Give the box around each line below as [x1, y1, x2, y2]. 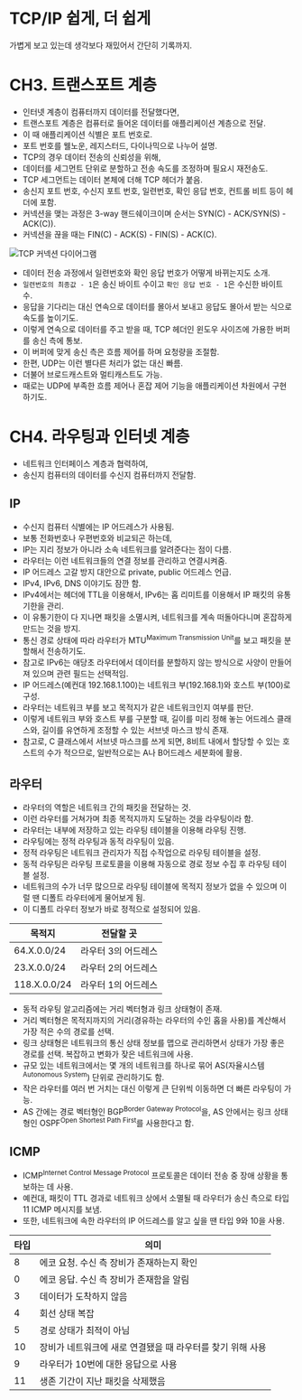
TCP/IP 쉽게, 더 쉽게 [9, 8, 151, 29]
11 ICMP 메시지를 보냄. [22, 1203, 102, 1215]
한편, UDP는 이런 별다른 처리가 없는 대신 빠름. [22, 358, 183, 369]
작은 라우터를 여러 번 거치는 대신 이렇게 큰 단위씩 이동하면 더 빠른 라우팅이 [22, 1083, 282, 1094]
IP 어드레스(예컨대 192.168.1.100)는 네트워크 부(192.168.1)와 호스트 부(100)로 [22, 679, 291, 691]
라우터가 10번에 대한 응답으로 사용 [39, 1358, 178, 1370]
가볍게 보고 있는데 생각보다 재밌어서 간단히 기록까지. [9, 40, 192, 51]
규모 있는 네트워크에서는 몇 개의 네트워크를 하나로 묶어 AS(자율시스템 [22, 1060, 265, 1071]
